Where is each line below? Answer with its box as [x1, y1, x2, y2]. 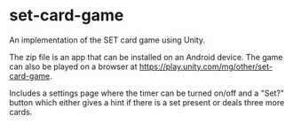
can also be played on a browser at [9, 61, 138, 72]
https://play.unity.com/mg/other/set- [139, 61, 273, 72]
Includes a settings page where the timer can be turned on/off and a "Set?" [9, 88, 285, 98]
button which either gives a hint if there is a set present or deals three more [9, 97, 285, 107]
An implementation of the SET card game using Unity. [9, 35, 206, 45]
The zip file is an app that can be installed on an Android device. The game [9, 51, 283, 62]
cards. [9, 106, 33, 117]
